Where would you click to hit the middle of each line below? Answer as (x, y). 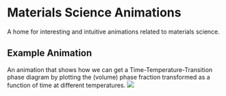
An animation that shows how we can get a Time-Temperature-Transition (110, 69)
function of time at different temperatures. (66, 85)
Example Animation (50, 53)
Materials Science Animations (94, 13)
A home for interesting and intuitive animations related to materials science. (114, 32)
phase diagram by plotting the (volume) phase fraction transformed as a (109, 77)
